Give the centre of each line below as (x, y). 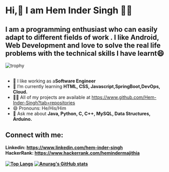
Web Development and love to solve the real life (83, 45)
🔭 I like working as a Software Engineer (54, 81)
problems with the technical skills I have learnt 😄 (85, 53)
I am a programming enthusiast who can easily (81, 29)
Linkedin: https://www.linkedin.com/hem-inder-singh (64, 147)
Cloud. (20, 92)
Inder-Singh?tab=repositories (44, 103)
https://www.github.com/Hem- (124, 97)
